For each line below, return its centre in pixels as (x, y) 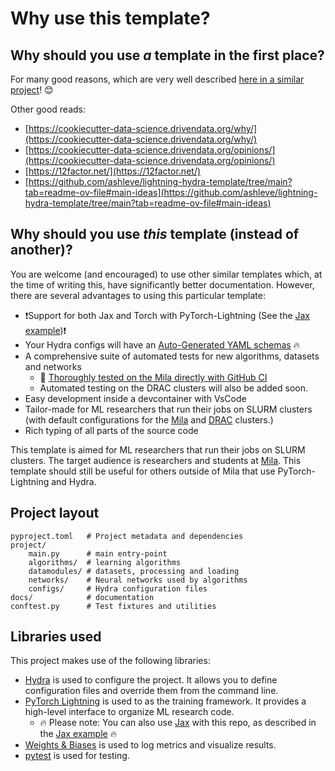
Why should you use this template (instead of (155, 234)
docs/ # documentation (82, 597)
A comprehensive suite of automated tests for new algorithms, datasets (172, 356)
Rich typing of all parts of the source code (111, 430)
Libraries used (56, 637)
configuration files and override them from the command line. (151, 691)
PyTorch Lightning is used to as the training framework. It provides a (165, 701)
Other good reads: (48, 109)
